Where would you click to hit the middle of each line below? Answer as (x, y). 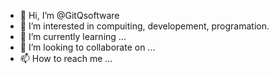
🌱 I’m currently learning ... (73, 36)
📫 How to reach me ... (66, 58)
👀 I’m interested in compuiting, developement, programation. (144, 26)
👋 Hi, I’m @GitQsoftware (69, 15)
